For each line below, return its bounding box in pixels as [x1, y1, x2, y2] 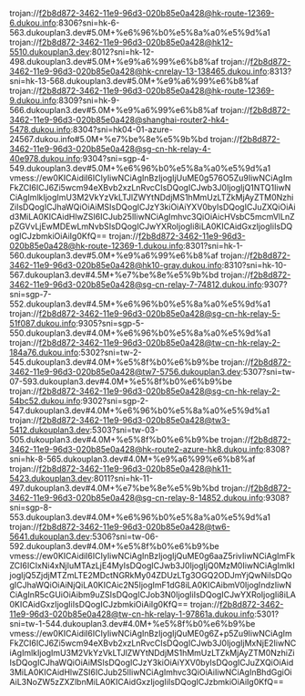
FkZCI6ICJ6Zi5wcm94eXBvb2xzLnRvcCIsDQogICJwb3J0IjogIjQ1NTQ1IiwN [9, 182, 291, 192]
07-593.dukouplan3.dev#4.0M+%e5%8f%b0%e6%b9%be [9, 376, 232, 387]
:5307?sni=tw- [240, 367, 296, 377]
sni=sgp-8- [9, 502, 53, 513]
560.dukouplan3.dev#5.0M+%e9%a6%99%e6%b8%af [9, 250, 219, 261]
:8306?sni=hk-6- [56, 17, 120, 28]
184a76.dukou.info [9, 347, 79, 358]
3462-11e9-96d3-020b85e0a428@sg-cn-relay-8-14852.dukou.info [9, 493, 264, 503]
